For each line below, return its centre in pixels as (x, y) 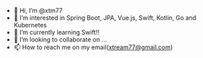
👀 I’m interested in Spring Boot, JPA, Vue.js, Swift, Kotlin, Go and (105, 18)
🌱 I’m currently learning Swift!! (56, 32)
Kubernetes (30, 25)
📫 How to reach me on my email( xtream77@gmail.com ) (93, 47)
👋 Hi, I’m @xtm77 (38, 11)
